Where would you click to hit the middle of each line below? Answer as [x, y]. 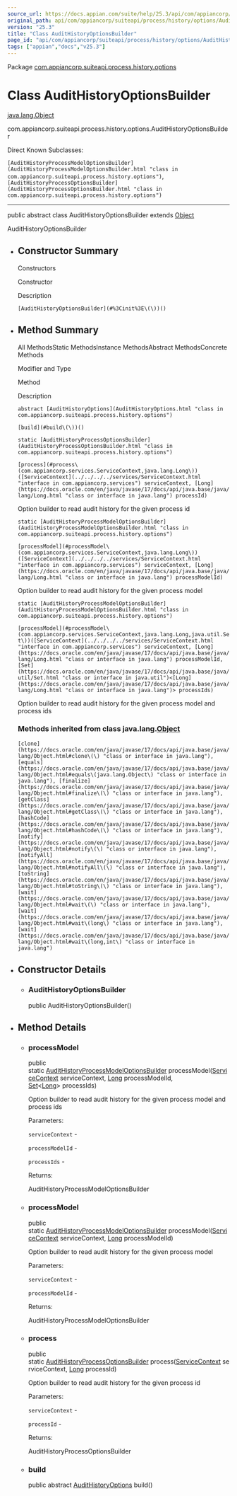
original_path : [30, 21]
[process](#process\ [48, 464]
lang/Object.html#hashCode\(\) [63, 830]
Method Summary [58, 330]
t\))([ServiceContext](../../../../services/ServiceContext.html [115, 640]
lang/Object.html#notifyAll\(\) [65, 868]
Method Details [52, 1027]
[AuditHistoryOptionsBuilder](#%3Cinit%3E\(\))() [92, 309]
